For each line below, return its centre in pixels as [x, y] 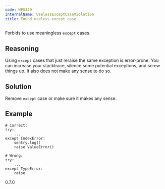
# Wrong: [14, 156]
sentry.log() [27, 142]
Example [19, 114]
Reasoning [22, 48]
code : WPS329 [19, 10]
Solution [18, 86]
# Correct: [16, 125]
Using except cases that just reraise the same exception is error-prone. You [82, 60]
